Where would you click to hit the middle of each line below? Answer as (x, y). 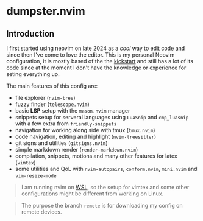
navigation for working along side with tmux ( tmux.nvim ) (85, 130)
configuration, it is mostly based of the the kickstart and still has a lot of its (100, 61)
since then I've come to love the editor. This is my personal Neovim (91, 55)
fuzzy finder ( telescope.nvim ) (52, 104)
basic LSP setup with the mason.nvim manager (73, 111)
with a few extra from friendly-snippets (66, 124)
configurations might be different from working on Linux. (92, 194)
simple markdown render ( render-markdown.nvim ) (77, 149)
